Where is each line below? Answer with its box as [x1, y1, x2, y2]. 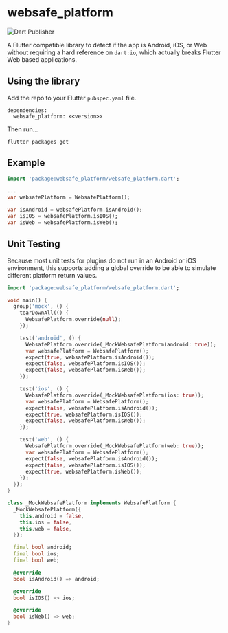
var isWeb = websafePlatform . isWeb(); [7, 219, 118, 226]
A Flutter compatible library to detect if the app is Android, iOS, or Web [7, 41, 207, 49]
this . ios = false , [19, 519, 72, 526]
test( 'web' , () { [19, 436, 69, 443]
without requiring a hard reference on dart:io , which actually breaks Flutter [7, 48, 221, 56]
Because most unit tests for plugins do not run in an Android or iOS [7, 256, 197, 265]
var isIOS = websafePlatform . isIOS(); [7, 213, 118, 220]
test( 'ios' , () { [19, 386, 69, 392]
